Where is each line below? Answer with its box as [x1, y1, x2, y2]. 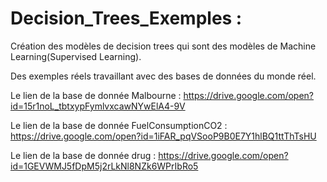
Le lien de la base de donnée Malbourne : [10, 89, 182, 101]
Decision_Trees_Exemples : [10, 7, 243, 30]
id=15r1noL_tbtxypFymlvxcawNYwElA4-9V [10, 100, 186, 112]
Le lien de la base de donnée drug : [10, 149, 157, 161]
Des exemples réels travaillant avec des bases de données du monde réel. [10, 70, 317, 82]
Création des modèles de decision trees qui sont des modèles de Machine [10, 40, 317, 52]
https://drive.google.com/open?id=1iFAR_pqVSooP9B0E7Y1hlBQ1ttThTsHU [10, 130, 317, 142]
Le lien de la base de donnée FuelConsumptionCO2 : [10, 119, 228, 131]
